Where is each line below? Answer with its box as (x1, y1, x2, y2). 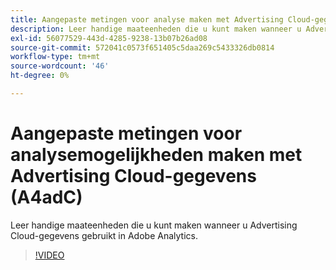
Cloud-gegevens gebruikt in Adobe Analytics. (10, 229, 198, 241)
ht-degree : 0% (10, 71, 70, 81)
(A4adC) (10, 186, 83, 209)
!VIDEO (34, 249, 65, 261)
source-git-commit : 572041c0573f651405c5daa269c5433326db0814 (10, 42, 275, 53)
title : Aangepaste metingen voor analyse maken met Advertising (10, 14, 284, 25)
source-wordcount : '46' (10, 61, 110, 71)
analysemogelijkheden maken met (10, 144, 303, 166)
